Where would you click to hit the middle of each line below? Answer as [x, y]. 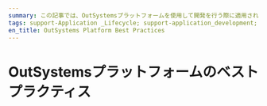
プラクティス [50, 91]
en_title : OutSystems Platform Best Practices [87, 30]
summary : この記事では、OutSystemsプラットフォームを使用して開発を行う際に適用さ [131, 15]
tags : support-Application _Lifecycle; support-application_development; [133, 23]
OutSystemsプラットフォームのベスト [133, 72]
